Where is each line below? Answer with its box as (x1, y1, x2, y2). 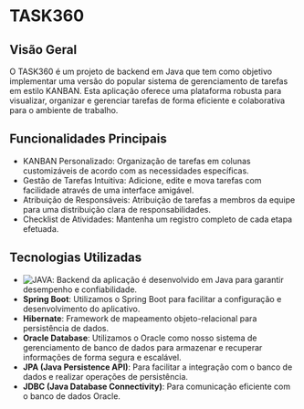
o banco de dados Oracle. (22, 390, 121, 402)
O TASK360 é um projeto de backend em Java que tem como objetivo (9, 66, 272, 77)
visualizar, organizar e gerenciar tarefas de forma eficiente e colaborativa (9, 95, 286, 106)
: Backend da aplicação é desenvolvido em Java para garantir (51, 274, 285, 285)
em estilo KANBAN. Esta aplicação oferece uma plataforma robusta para (9, 86, 282, 96)
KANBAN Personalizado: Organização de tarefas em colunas (22, 155, 251, 166)
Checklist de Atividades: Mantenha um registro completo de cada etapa (22, 214, 293, 225)
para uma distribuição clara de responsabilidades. (22, 204, 212, 215)
